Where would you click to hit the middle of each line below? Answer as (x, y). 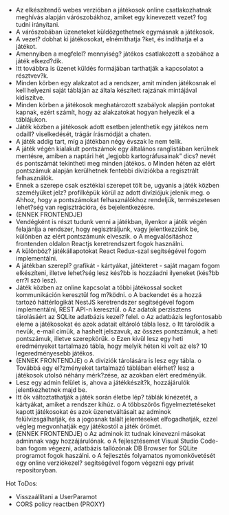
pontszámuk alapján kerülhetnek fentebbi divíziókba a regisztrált (107, 171)
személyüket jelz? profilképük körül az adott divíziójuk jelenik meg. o (113, 193)
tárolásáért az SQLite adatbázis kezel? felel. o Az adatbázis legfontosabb (119, 317)
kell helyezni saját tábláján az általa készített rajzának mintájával (106, 90)
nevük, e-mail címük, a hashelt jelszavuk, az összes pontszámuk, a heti (117, 331)
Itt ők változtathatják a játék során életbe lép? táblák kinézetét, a (107, 397)
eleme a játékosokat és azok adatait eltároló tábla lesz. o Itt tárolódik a (115, 324)
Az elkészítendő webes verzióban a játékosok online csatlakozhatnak (113, 10)
